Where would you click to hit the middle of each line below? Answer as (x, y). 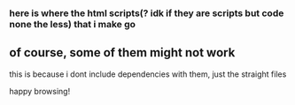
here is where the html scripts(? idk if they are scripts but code (147, 13)
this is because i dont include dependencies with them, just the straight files (148, 74)
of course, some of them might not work (122, 52)
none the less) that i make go (72, 24)
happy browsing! (40, 91)
